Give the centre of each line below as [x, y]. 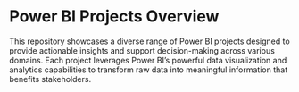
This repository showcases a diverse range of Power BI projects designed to [149, 41]
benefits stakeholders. [50, 79]
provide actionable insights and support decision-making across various [142, 50]
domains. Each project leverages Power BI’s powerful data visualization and [148, 60]
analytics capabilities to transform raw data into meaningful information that [149, 70]
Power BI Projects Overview [114, 17]
